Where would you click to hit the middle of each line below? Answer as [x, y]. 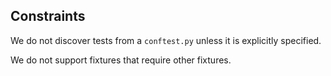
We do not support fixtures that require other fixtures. [121, 60]
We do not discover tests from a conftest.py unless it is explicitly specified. [166, 40]
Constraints [48, 16]
